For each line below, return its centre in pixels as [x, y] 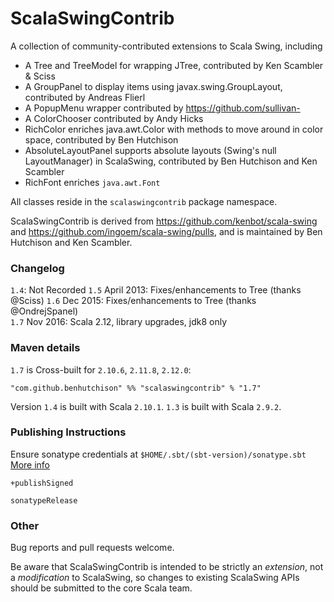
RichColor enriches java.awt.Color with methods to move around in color [174, 129]
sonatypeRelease [44, 500]
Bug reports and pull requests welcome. [92, 548]
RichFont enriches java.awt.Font [92, 182]
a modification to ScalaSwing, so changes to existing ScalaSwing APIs [155, 578]
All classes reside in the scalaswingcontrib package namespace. [144, 201]
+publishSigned [42, 483]
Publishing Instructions [68, 432]
